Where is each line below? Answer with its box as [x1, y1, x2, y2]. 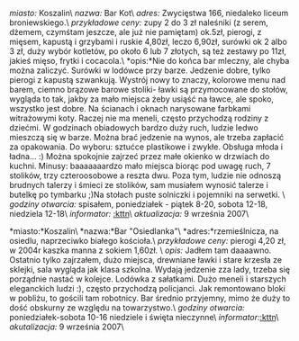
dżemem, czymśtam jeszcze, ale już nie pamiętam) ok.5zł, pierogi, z [9, 27, 262, 37]
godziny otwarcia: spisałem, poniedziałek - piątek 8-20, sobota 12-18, [9, 199, 268, 210]
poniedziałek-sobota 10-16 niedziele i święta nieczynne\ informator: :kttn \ [9, 312, 279, 322]
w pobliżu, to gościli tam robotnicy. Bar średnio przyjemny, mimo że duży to [9, 292, 291, 303]
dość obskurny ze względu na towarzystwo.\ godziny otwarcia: [9, 302, 245, 313]
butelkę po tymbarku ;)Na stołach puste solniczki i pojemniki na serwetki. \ [9, 189, 285, 200]
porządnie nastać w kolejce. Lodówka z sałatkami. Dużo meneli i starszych [9, 274, 286, 284]
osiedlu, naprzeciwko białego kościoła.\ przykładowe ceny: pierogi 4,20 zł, [9, 236, 286, 246]
